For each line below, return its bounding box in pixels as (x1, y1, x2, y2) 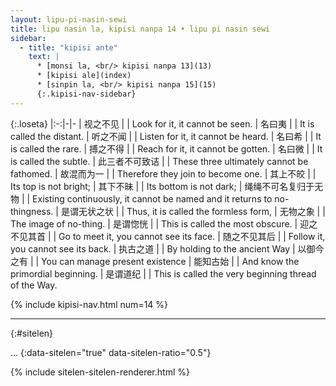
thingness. (10, 205, 54, 217)
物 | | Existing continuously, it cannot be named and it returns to (10, 192, 273, 205)
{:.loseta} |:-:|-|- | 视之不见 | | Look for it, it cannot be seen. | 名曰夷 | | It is (10, 117, 315, 130)
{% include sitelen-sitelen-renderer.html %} (10, 366, 190, 378)
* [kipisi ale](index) (36, 71, 132, 81)
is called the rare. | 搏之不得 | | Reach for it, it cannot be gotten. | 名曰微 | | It (10, 142, 323, 155)
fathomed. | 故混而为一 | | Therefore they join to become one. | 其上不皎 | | (10, 167, 317, 180)
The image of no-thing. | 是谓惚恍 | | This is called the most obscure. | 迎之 (10, 217, 318, 230)
